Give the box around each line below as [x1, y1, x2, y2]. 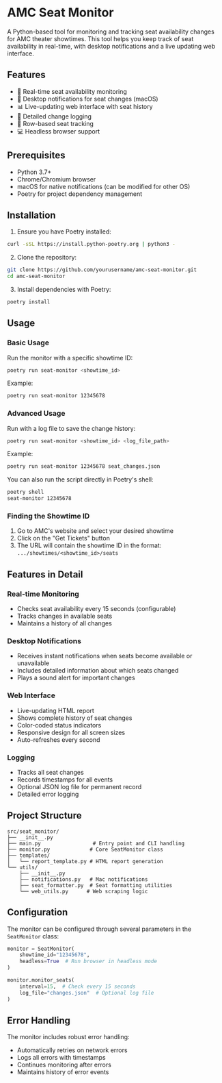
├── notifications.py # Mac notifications [19, 875, 148, 883]
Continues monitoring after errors [16, 1060, 111, 1069]
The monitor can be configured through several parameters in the [7, 925, 192, 933]
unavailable [16, 659, 50, 667]
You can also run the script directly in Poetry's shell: [7, 475, 154, 484]
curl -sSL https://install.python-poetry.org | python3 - [7, 241, 176, 248]
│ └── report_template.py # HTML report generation [7, 858, 164, 864]
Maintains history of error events [16, 1068, 109, 1076]
